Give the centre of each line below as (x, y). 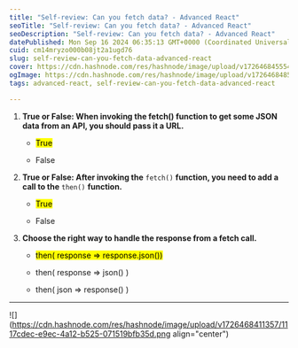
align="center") (200, 334)
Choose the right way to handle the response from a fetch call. (139, 238)
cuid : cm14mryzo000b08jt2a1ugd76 (71, 50)
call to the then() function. (72, 186)
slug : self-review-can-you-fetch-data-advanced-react (111, 58)
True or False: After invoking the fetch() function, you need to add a (150, 177)
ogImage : (25, 75)
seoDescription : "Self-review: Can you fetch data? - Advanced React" (142, 34)
